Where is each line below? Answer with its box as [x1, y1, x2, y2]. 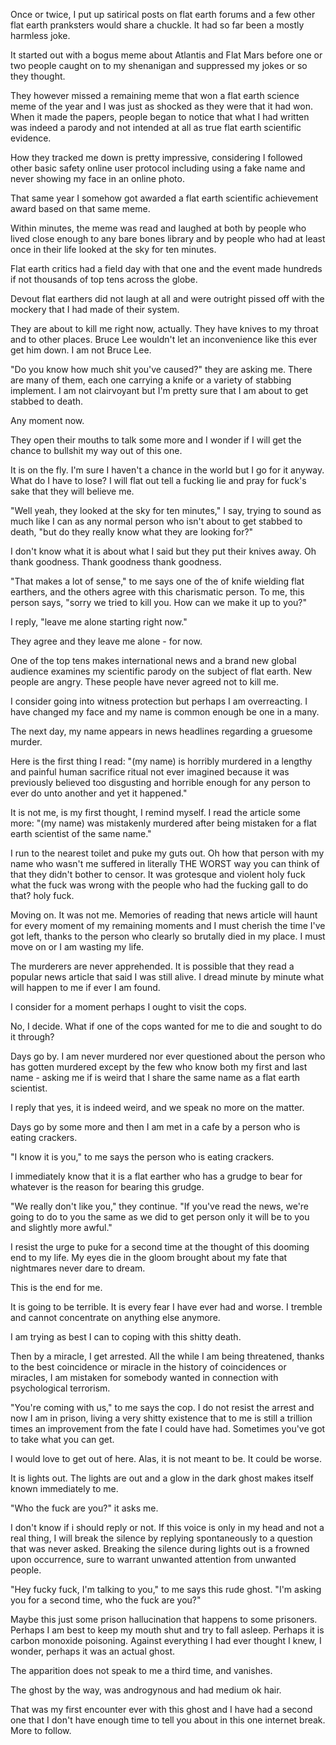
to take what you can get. [10, 1434, 115, 1445]
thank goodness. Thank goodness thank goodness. [10, 556, 222, 568]
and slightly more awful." [10, 1222, 113, 1233]
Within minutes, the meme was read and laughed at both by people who [10, 222, 307, 234]
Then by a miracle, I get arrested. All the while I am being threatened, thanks [10, 1350, 325, 1362]
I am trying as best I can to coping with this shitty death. [10, 1331, 242, 1343]
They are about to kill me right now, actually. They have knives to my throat [10, 323, 319, 334]
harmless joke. [10, 30, 71, 41]
